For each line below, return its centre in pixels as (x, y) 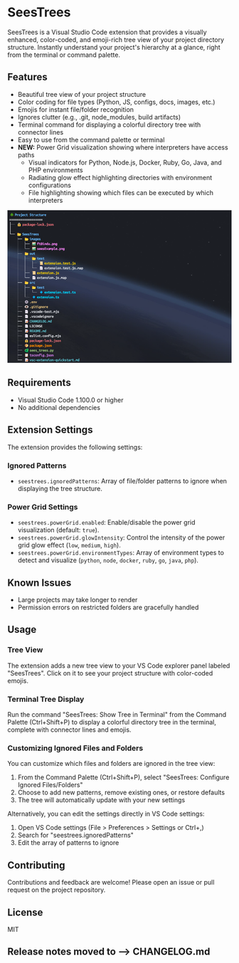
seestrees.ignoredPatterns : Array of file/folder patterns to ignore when (122, 480)
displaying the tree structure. (60, 488)
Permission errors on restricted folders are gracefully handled (108, 607)
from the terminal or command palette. (64, 55)
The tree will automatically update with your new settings (101, 800)
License (25, 912)
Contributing (36, 865)
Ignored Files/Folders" (50, 785)
